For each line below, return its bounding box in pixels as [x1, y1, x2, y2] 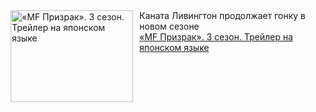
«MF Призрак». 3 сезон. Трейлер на [139, 31, 294, 43]
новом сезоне [139, 20, 200, 32]
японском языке [139, 42, 210, 53]
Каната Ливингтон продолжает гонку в [139, 10, 306, 21]
